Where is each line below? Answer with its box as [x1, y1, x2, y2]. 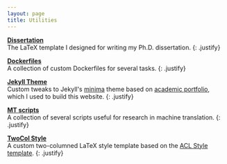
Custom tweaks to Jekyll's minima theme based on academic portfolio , [7, 85, 210, 93]
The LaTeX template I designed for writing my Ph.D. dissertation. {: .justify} [7, 43, 221, 51]
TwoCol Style [7, 133, 47, 142]
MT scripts [7, 106, 40, 114]
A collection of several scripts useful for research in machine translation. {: [7, 113, 221, 122]
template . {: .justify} [7, 149, 64, 157]
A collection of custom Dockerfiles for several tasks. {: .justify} [7, 64, 186, 72]
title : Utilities [7, 17, 58, 24]
